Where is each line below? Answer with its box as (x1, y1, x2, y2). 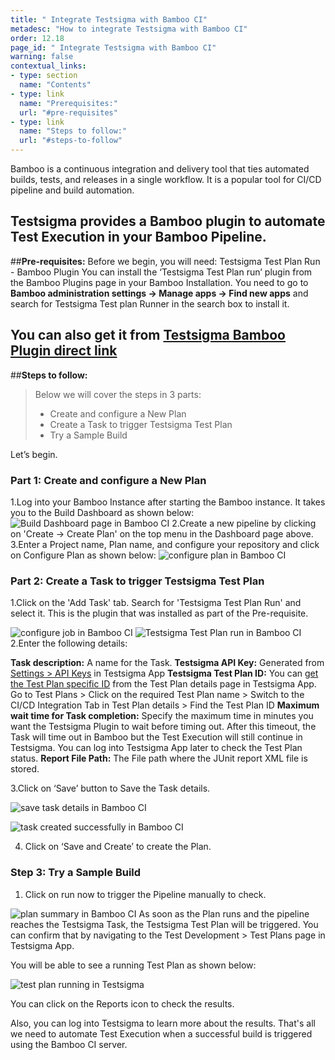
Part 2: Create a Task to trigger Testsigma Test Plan (10, 574, 265, 588)
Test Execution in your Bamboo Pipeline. (10, 229, 267, 246)
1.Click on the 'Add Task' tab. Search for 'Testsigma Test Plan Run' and (10, 597, 302, 609)
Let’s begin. (10, 448, 58, 460)
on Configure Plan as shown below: (10, 549, 157, 561)
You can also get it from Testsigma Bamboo (10, 327, 286, 344)
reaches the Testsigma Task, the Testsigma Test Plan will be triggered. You (10, 918, 319, 930)
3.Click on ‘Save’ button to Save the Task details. (10, 782, 211, 795)
